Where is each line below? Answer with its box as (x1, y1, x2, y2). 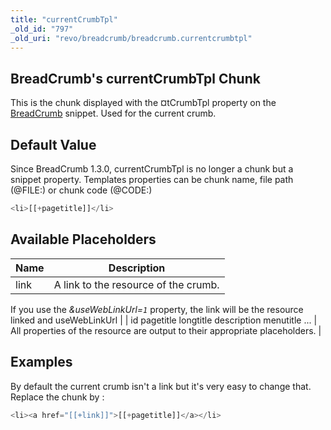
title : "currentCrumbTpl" (10, 14, 118, 25)
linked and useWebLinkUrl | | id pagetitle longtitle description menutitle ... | (10, 314, 318, 326)
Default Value (10, 136, 97, 153)
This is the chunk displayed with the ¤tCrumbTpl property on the (10, 97, 277, 109)
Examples (10, 354, 73, 371)
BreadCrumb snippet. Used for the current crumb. (10, 107, 217, 120)
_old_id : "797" (10, 24, 74, 34)
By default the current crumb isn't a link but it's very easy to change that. (10, 380, 312, 392)
